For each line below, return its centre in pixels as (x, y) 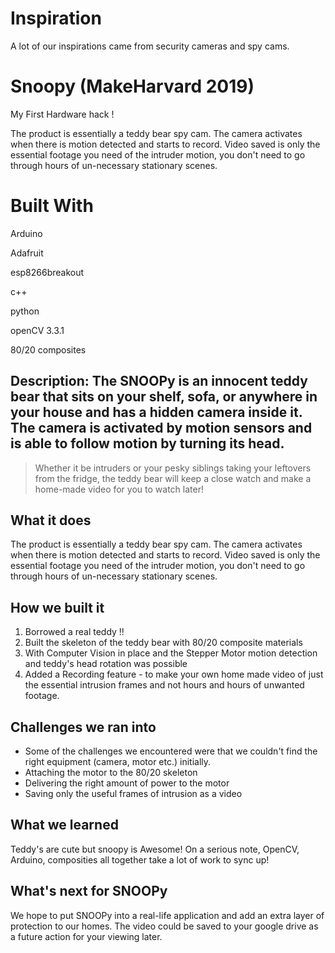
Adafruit (27, 253)
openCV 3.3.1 (37, 330)
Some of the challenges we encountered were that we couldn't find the (171, 751)
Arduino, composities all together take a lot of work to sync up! (140, 859)
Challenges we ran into (83, 727)
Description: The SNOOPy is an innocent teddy (159, 381)
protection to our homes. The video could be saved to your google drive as (164, 926)
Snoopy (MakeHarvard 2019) (132, 86)
